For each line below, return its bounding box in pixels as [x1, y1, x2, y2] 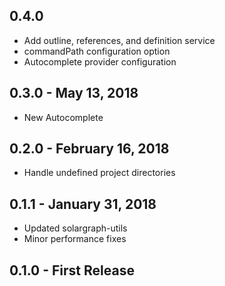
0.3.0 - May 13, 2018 [9, 85, 139, 102]
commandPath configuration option [23, 45, 171, 57]
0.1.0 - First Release [9, 262, 135, 279]
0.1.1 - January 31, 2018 [9, 195, 157, 213]
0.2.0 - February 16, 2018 [9, 140, 170, 158]
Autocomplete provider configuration [23, 55, 177, 68]
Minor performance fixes [23, 233, 127, 245]
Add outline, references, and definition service [23, 34, 216, 46]
